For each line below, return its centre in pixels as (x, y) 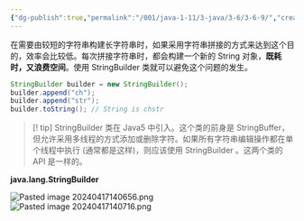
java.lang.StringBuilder (55, 180)
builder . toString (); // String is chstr (88, 109)
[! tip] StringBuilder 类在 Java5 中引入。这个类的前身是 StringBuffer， (161, 128)
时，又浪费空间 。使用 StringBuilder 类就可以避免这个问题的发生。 (132, 67)
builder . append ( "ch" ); (53, 92)
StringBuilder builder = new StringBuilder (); (99, 84)
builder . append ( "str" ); (55, 101)
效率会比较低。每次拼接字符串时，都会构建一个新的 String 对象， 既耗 (154, 56)
